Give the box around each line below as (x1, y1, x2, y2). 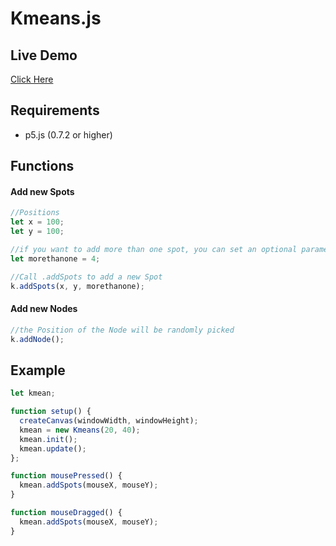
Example (10, 362, 66, 379)
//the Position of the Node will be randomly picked (10, 325, 235, 335)
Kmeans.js (10, 7, 102, 30)
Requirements (10, 102, 100, 119)
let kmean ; (10, 388, 56, 399)
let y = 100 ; (10, 227, 65, 237)
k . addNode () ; (10, 334, 65, 344)
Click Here (10, 73, 54, 85)
